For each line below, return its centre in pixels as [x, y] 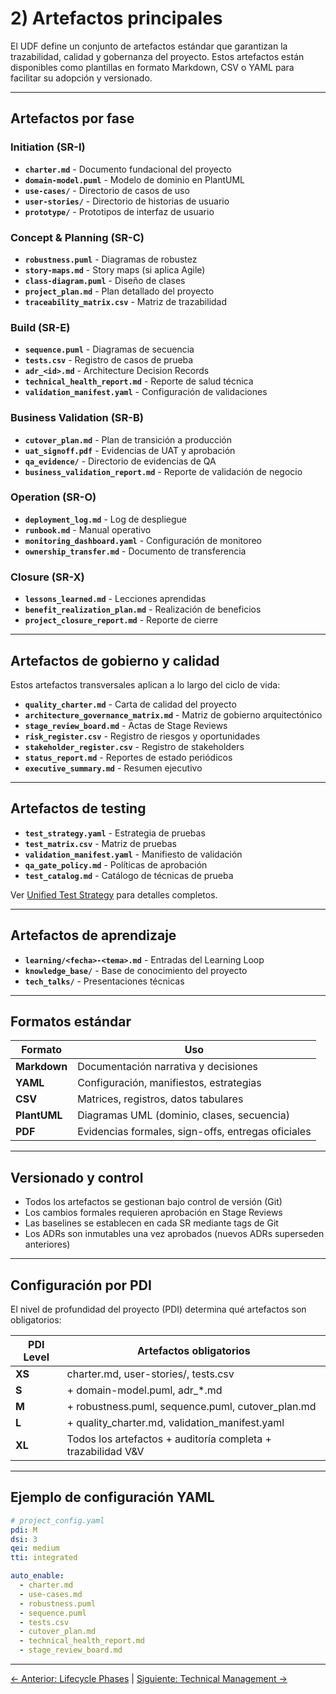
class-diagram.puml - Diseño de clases [105, 280]
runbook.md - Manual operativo [88, 529]
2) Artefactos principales [116, 18]
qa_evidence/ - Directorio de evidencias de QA [120, 461]
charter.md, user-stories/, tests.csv [150, 1374]
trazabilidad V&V [105, 1451]
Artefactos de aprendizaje [93, 935]
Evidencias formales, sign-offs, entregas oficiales [194, 1132]
